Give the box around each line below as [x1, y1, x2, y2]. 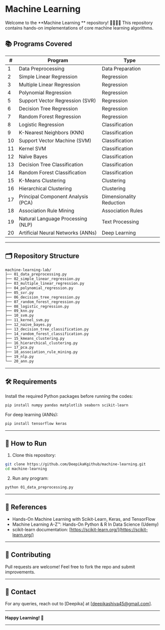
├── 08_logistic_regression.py [5, 304, 69, 309]
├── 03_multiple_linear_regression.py [5, 281, 84, 286]
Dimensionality [101, 193, 136, 200]
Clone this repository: [12, 452, 56, 458]
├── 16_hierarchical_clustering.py [5, 340, 78, 345]
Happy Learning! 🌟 [5, 615, 44, 621]
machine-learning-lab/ [5, 267, 52, 272]
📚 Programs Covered [5, 40, 72, 48]
